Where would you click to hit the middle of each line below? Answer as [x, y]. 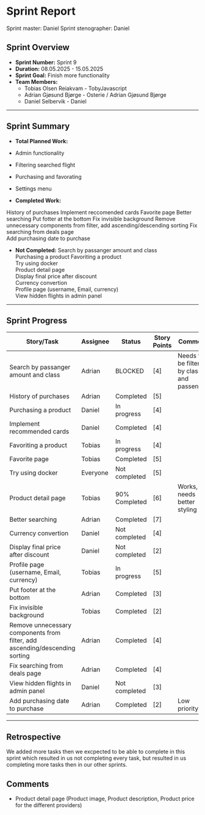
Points [162, 345]
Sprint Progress [37, 321]
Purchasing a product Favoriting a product [68, 257]
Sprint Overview [38, 47]
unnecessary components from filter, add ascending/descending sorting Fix [102, 225]
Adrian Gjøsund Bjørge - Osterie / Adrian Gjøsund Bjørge [95, 95]
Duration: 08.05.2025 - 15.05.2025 [59, 69]
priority [188, 708]
